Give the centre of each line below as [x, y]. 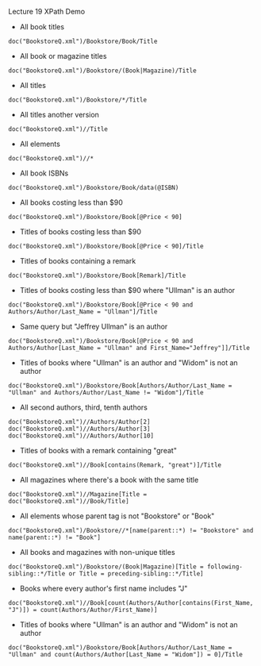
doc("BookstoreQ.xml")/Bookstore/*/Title [78, 100]
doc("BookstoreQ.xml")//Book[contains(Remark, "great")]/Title [115, 465]
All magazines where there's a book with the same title [109, 480]
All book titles [42, 27]
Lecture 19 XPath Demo [47, 12]
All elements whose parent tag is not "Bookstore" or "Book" [117, 516]
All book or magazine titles [63, 56]
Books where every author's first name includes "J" [104, 588]
